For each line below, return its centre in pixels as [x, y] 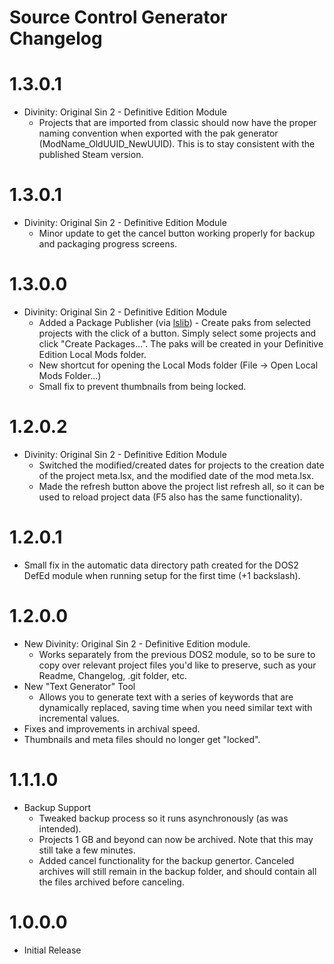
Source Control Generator [118, 17]
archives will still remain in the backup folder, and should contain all [177, 871]
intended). [60, 828]
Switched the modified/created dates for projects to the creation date [181, 465]
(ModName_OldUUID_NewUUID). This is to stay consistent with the [177, 144]
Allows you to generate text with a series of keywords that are [166, 697]
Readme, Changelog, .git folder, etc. [113, 675]
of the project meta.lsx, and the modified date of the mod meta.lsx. [176, 475]
